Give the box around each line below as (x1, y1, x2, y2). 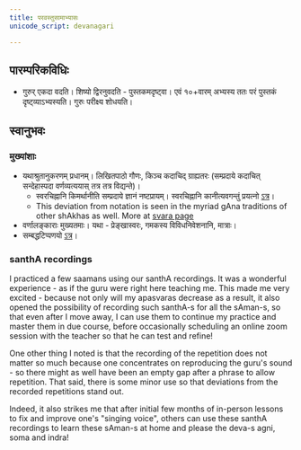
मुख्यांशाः (9, 150, 37, 163)
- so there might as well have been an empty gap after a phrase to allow (9, 367, 276, 378)
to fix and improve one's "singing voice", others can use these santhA (9, 413, 268, 424)
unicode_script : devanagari (9, 22, 115, 31)
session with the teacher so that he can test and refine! (9, 331, 214, 341)
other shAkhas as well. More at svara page (35, 210, 195, 221)
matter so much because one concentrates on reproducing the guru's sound (9, 357, 293, 368)
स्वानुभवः (9, 123, 46, 138)
